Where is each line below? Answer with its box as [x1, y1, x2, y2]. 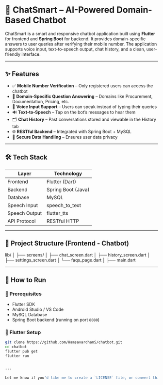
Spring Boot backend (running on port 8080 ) [12, 317, 100, 323]
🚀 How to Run [5, 276, 47, 284]
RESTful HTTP [47, 218, 79, 225]
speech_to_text [47, 202, 81, 209]
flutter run [5, 353, 29, 358]
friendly [5, 51, 21, 57]
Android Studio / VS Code [12, 306, 64, 312]
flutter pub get [5, 349, 38, 354]
